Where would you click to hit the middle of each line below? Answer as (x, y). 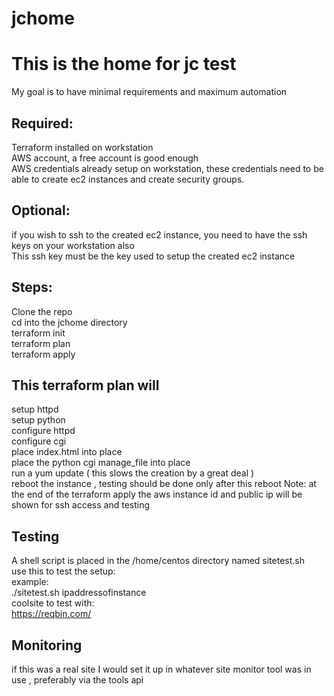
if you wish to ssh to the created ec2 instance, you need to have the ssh (159, 234)
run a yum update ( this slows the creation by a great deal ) (133, 473)
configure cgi (39, 441)
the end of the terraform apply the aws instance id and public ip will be (157, 494)
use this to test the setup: (63, 571)
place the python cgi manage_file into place (101, 463)
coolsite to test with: (53, 603)
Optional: (41, 210)
